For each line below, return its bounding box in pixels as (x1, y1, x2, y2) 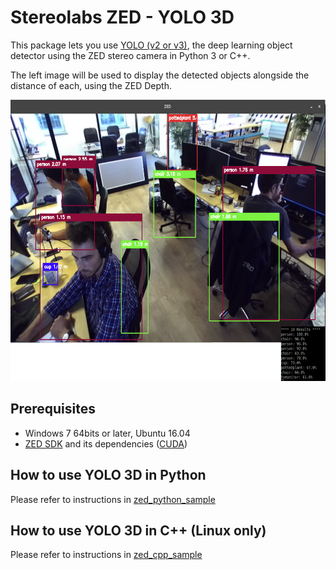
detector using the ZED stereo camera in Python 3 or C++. (10, 49, 251, 61)
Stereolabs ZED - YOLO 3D (10, 6, 235, 29)
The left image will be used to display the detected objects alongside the (10, 69, 310, 81)
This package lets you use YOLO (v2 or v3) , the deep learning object (10, 39, 293, 51)
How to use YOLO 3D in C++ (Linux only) (10, 522, 267, 539)
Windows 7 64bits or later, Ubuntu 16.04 (24, 427, 191, 439)
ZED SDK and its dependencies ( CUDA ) (24, 437, 188, 450)
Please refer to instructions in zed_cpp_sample (10, 549, 203, 561)
